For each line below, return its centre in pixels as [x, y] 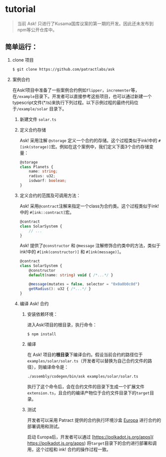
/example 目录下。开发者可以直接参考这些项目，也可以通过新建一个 [84, 96]
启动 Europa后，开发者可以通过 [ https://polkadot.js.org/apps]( [90, 437]
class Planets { [36, 167]
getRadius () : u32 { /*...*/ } [60, 289]
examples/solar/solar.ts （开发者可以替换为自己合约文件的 [87, 361]
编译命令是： [55, 367]
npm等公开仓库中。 [37, 30]
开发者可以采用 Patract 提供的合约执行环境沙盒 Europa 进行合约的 [94, 420]
